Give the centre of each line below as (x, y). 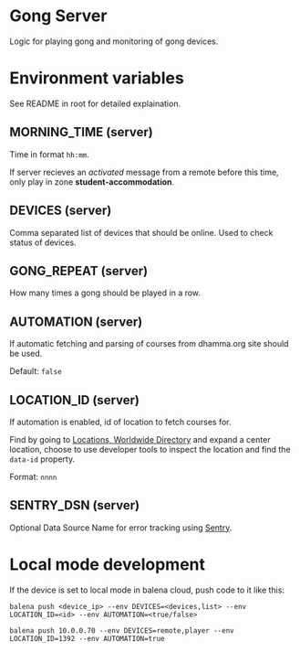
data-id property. (42, 459)
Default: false (36, 371)
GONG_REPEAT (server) (79, 271)
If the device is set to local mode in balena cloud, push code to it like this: (147, 590)
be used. (26, 354)
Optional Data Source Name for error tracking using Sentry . (121, 528)
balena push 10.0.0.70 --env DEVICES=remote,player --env (122, 631)
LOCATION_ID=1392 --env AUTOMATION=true (88, 638)
